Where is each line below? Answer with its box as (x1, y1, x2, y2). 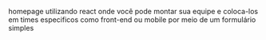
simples (8, 24, 34, 32)
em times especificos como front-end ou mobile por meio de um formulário (8, 15, 256, 24)
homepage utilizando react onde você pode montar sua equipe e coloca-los (8, 7, 259, 16)
